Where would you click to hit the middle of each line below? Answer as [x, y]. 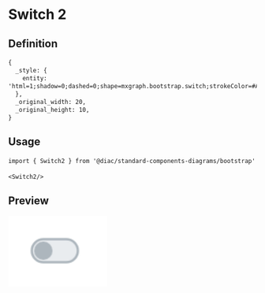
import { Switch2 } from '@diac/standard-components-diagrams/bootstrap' [132, 161]
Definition [33, 44]
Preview [29, 201]
